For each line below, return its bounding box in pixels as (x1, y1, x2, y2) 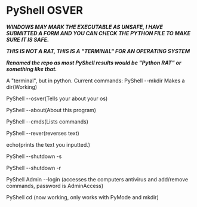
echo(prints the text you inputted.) (6, 141, 91, 148)
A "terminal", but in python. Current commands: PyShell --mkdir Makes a (6, 77, 185, 84)
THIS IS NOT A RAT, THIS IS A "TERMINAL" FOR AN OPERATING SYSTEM (6, 47, 190, 54)
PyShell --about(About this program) (6, 106, 97, 113)
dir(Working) (6, 83, 38, 90)
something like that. (6, 65, 57, 72)
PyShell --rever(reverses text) (6, 129, 79, 137)
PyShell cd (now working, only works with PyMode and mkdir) (6, 193, 159, 200)
